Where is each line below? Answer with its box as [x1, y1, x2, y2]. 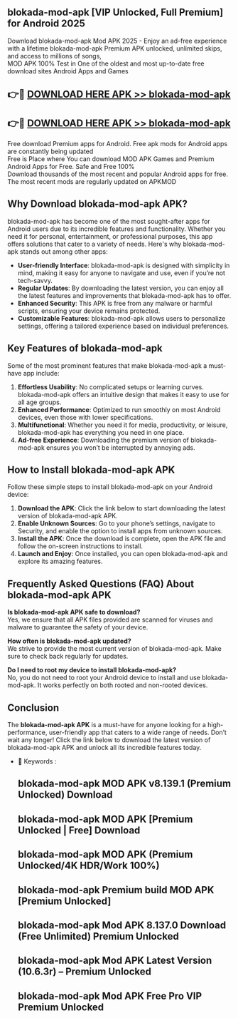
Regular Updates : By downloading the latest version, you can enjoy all [17, 284, 224, 292]
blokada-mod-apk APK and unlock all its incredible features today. [7, 744, 202, 752]
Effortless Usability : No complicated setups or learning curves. [17, 382, 205, 391]
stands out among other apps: [20, 247, 108, 256]
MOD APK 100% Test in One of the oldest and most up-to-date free [7, 59, 205, 68]
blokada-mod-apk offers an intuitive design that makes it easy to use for [17, 390, 229, 399]
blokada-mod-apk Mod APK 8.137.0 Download [17, 920, 226, 932]
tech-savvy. [17, 276, 53, 284]
